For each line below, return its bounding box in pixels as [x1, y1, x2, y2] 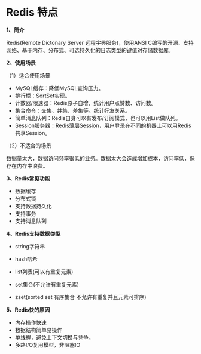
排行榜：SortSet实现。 [14, 92, 71, 99]
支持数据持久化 [14, 202, 52, 210]
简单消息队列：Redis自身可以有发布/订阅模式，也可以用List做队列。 [14, 114, 181, 121]
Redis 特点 [6, 5, 59, 19]
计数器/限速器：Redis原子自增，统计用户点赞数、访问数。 [14, 99, 157, 106]
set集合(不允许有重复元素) [14, 281, 80, 288]
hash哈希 [14, 255, 38, 263]
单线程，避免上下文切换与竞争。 [14, 334, 94, 341]
